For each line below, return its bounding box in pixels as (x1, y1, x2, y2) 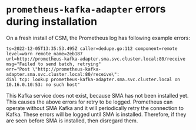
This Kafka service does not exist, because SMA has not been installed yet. (6, 92, 189, 99)
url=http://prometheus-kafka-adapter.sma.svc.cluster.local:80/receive (6, 56, 185, 62)
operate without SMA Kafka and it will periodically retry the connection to (6, 104, 184, 111)
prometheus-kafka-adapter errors (6, 2, 166, 16)
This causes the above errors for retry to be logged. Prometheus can (6, 98, 173, 105)
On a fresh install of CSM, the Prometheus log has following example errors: (6, 34, 190, 41)
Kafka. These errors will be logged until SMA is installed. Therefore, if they (6, 111, 187, 118)
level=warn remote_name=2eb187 (6, 51, 83, 56)
